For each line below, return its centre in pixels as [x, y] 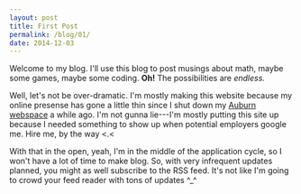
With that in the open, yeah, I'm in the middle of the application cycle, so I [146, 152]
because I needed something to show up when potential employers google [148, 125]
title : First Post [44, 26]
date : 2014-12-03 [42, 43]
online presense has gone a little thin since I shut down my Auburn [133, 106]
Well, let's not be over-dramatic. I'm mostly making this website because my [151, 96]
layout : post [34, 18]
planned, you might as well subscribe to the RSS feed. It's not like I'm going [149, 171]
